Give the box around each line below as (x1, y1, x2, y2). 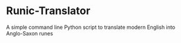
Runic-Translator (6, 4, 91, 18)
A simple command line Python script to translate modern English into (6, 24, 176, 31)
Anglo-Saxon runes (6, 29, 53, 37)
